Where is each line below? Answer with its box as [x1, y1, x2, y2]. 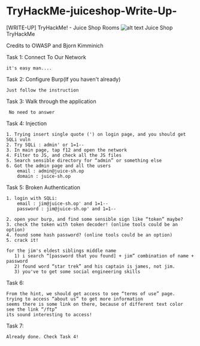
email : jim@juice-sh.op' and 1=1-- [17, 201, 109, 207]
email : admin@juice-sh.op [17, 168, 84, 174]
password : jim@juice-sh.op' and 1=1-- [17, 205, 117, 212]
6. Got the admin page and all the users [6, 163, 111, 169]
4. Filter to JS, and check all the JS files [6, 152, 122, 158]
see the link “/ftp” [6, 306, 58, 312]
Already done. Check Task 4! [6, 333, 79, 339]
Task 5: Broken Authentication [6, 184, 81, 191]
